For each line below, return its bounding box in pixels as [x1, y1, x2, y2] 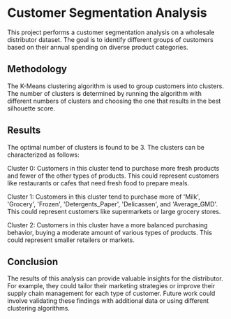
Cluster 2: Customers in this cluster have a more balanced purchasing [7, 220, 208, 229]
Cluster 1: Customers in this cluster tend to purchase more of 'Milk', [7, 192, 200, 201]
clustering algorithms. [7, 304, 70, 313]
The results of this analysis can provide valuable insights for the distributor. [7, 274, 223, 283]
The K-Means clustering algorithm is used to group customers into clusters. [7, 82, 225, 90]
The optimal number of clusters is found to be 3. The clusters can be [7, 143, 204, 151]
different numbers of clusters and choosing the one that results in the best [7, 97, 221, 105]
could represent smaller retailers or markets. [7, 236, 135, 244]
